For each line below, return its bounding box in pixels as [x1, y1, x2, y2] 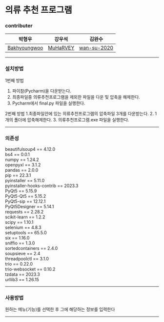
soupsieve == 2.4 [5, 251, 41, 257]
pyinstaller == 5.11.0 [5, 178, 45, 184]
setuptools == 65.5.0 [5, 230, 47, 236]
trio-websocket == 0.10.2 [5, 266, 56, 272]
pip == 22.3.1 [5, 172, 31, 178]
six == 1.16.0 [5, 235, 30, 241]
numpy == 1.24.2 [5, 157, 39, 162]
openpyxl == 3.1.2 [5, 162, 41, 168]
